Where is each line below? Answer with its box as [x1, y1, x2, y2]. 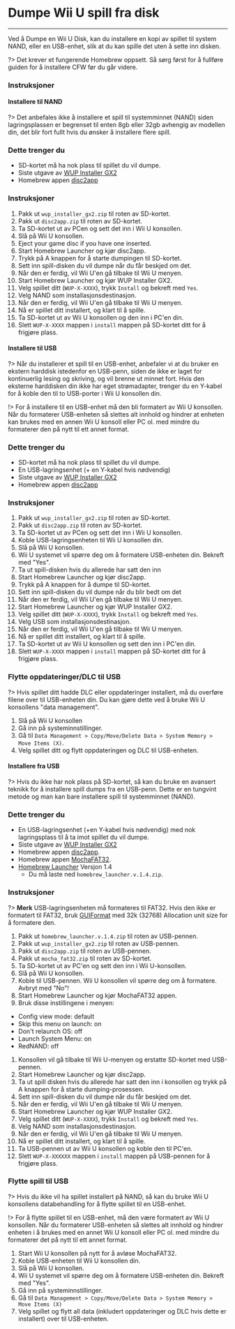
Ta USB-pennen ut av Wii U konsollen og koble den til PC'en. [17, 1144, 192, 1152]
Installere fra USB [8, 762, 60, 771]
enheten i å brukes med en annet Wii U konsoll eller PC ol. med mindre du [8, 1228, 220, 1236]
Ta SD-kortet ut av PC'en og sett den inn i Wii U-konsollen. [17, 961, 187, 970]
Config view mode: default [17, 1012, 95, 1020]
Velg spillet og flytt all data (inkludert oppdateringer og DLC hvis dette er [17, 1307, 227, 1315]
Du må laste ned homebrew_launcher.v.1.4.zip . [28, 870, 163, 879]
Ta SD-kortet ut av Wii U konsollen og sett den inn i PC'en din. [17, 640, 197, 648]
